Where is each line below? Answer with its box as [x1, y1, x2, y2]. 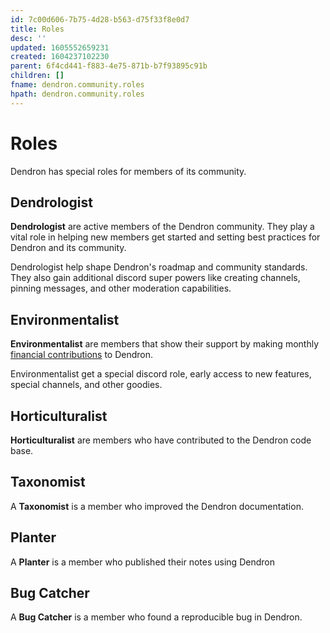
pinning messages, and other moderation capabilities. [10, 282, 232, 295]
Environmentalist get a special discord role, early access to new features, [10, 368, 312, 380]
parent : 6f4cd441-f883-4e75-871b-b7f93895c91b [10, 61, 208, 71]
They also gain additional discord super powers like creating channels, [10, 272, 301, 284]
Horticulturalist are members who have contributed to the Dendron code [10, 434, 312, 446]
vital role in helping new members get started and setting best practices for [10, 231, 321, 243]
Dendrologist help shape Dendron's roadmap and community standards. [10, 261, 308, 273]
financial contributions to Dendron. [10, 349, 154, 361]
